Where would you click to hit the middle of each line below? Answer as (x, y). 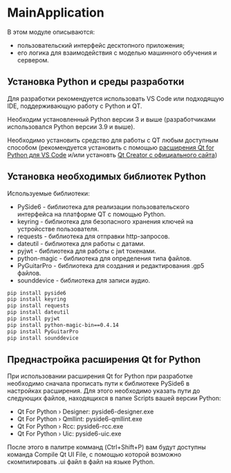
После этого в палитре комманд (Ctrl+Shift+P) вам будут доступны (107, 447)
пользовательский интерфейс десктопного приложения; (101, 45)
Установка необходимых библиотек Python (107, 177)
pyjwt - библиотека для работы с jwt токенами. (87, 251)
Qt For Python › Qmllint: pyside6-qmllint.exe (80, 419)
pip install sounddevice (43, 338)
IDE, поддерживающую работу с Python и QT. (75, 106)
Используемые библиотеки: (48, 193)
